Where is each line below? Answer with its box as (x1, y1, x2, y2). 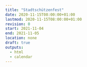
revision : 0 (5, 21, 30, 27)
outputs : (5, 45, 24, 50)
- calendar (10, 54, 33, 59)
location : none (5, 36, 37, 41)
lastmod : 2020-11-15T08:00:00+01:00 (5, 17, 82, 22)
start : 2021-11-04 (5, 26, 44, 31)
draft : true (5, 40, 30, 45)
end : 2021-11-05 (5, 31, 39, 36)
